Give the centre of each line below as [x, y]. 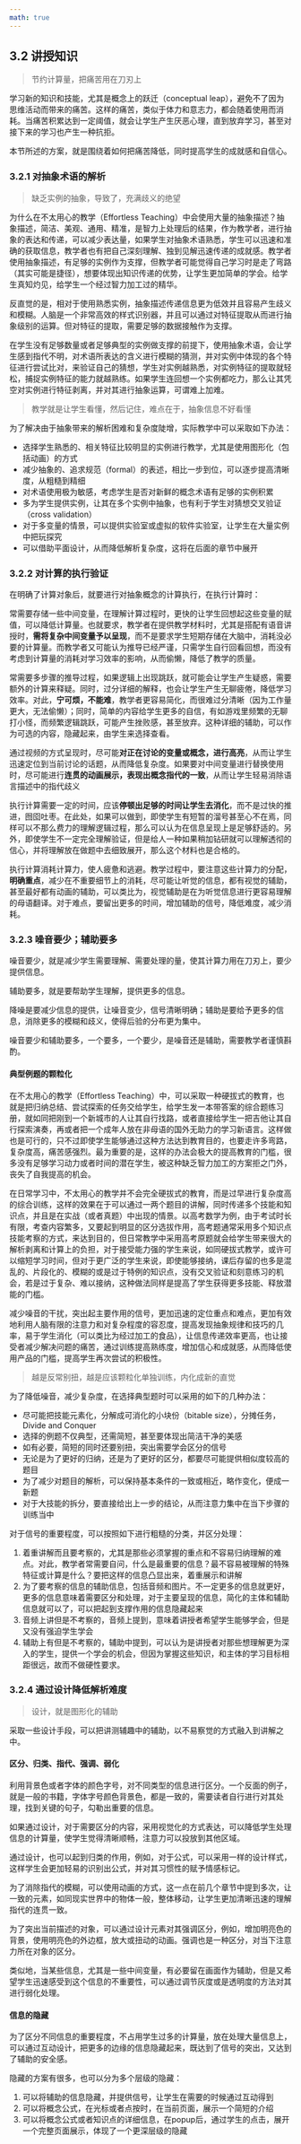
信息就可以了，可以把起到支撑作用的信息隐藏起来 [112, 1608]
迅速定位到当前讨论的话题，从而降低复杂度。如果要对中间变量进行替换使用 [146, 764]
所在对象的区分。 [48, 1951]
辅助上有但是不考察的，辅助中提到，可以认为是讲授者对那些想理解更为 [152, 1642]
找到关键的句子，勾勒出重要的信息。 [91, 1808]
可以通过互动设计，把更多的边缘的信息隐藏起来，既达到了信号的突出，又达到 [150, 2048]
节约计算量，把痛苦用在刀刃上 [86, 79]
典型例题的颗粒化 [41, 1074]
